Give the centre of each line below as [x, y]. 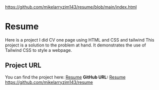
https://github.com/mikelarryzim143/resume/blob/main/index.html [71, 7]
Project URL [23, 66]
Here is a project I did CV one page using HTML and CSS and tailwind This [80, 40]
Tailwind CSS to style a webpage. [38, 50]
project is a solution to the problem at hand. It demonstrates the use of [76, 45]
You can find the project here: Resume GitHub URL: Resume [65, 77]
